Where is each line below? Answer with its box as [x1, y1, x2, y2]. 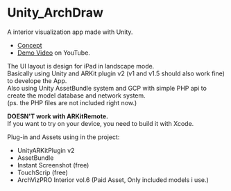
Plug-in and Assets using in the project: [7, 133, 120, 141]
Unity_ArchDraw [7, 5, 104, 21]
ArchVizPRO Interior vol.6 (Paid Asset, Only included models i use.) [17, 175, 209, 184]
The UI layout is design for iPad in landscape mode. [7, 62, 155, 70]
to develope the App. [7, 76, 67, 84]
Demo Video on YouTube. [17, 48, 90, 57]
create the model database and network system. [7, 91, 146, 100]
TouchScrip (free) [17, 168, 68, 176]
